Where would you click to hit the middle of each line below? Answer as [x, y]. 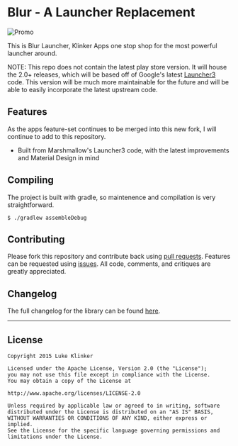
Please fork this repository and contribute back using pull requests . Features [119, 257]
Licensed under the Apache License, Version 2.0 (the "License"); [107, 369]
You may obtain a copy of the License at [69, 381]
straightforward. [31, 205]
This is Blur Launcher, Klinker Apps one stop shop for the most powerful [112, 45]
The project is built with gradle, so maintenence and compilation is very [112, 197]
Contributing [36, 239]
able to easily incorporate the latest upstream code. [83, 89]
